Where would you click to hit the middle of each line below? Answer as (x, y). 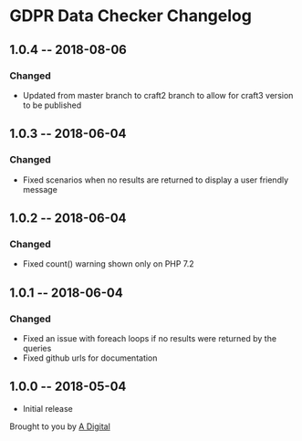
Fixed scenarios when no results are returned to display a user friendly (156, 180)
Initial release (47, 408)
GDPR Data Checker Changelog (131, 16)
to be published (52, 105)
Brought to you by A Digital (60, 426)
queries (37, 348)
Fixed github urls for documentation (90, 358)
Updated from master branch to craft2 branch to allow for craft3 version (158, 95)
